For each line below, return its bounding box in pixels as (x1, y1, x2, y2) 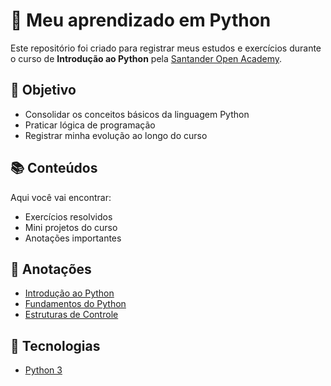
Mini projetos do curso (24, 221, 118, 233)
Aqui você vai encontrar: (10, 191, 112, 203)
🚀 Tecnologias (10, 337, 101, 354)
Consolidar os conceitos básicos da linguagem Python (24, 108, 250, 120)
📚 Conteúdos (10, 160, 98, 177)
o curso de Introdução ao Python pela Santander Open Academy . (10, 52, 283, 64)
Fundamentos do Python (24, 298, 127, 310)
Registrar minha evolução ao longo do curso (24, 129, 208, 141)
